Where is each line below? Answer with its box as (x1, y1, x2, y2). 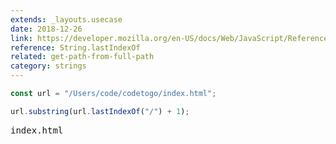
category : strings (10, 61, 87, 71)
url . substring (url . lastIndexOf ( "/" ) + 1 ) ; (10, 106, 190, 116)
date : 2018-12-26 (10, 24, 83, 34)
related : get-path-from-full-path (10, 52, 155, 62)
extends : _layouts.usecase (10, 14, 123, 25)
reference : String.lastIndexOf (10, 42, 141, 53)
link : (10, 33, 33, 43)
